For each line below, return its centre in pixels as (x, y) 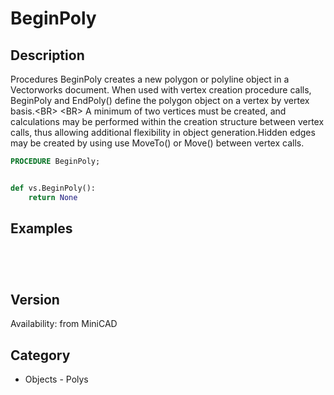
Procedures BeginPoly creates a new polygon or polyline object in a (150, 79)
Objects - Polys (56, 379)
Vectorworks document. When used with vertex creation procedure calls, (161, 90)
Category (40, 355)
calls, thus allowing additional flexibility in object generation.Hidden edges (163, 132)
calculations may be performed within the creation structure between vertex (167, 121)
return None (53, 197)
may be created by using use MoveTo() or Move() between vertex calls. (157, 143)
